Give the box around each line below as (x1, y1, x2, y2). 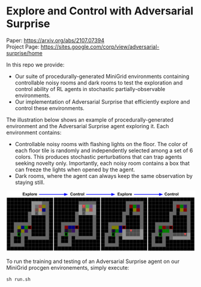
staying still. (14, 179, 45, 186)
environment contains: (6, 129, 62, 136)
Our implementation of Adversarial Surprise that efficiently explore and (14, 98, 190, 105)
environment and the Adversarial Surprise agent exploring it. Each (6, 122, 169, 129)
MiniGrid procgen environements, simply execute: (6, 264, 130, 271)
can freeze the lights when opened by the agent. (14, 166, 136, 173)
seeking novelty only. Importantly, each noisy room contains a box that (14, 159, 190, 167)
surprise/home (6, 49, 43, 56)
